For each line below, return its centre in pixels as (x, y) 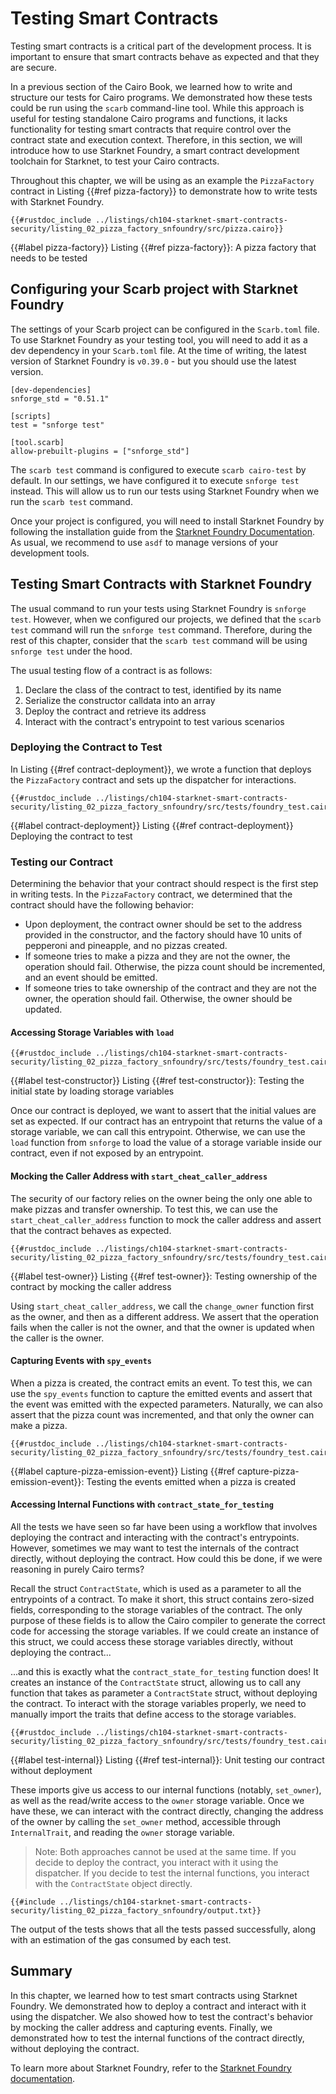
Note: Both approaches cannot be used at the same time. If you (165, 1851)
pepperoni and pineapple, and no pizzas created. (126, 946)
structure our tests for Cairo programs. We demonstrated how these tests (161, 97)
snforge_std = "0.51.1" (60, 398)
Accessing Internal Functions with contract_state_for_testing (142, 1504)
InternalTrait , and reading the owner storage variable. (122, 1832)
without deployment (51, 1770)
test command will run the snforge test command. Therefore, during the (161, 629)
